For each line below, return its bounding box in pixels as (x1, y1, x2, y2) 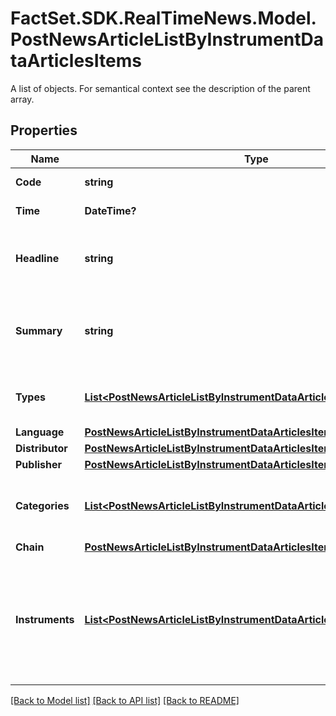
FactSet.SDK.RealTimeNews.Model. (10, 7, 317, 30)
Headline (15, 251, 60, 265)
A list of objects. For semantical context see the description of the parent (10, 82, 311, 94)
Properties (10, 122, 78, 139)
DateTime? (84, 203, 137, 217)
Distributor (15, 441, 68, 455)
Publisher (15, 457, 63, 471)
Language (15, 425, 65, 439)
